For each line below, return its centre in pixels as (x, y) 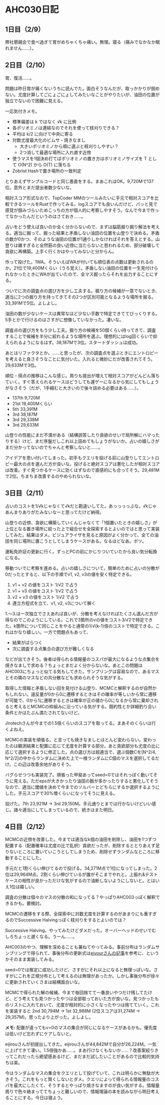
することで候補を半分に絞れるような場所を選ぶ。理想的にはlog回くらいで (79, 336)
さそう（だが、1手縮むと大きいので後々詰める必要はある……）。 (77, 388)
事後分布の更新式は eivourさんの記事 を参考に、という (106, 953)
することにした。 (27, 858)
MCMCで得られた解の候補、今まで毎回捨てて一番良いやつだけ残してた (77, 993)
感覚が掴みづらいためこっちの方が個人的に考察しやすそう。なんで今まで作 (80, 210)
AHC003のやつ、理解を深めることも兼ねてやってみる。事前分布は (72, 947)
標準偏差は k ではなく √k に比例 (44, 122)
